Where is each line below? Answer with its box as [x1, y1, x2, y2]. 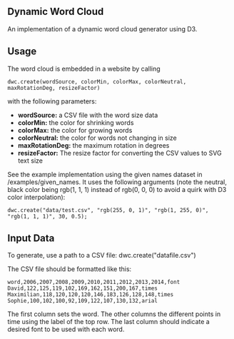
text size [17, 156, 43, 165]
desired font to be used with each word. [7, 325, 125, 334]
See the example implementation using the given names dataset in [7, 170, 203, 178]
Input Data [7, 232, 55, 245]
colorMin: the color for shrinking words [17, 118, 134, 127]
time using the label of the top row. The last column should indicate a [7, 318, 210, 326]
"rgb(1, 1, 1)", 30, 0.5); [7, 213, 88, 220]
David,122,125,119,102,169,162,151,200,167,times [7, 285, 158, 292]
